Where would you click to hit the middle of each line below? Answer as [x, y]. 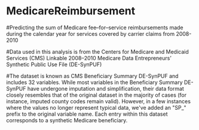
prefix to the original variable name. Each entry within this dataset [87, 114]
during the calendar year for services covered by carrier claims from [91, 33]
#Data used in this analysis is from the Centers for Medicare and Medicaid [98, 51]
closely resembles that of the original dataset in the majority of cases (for [97, 95]
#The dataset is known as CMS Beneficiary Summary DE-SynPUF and [92, 76]
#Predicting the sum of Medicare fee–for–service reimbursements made [95, 27]
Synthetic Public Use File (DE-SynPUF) [54, 64]
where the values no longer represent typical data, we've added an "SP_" [96, 107]
